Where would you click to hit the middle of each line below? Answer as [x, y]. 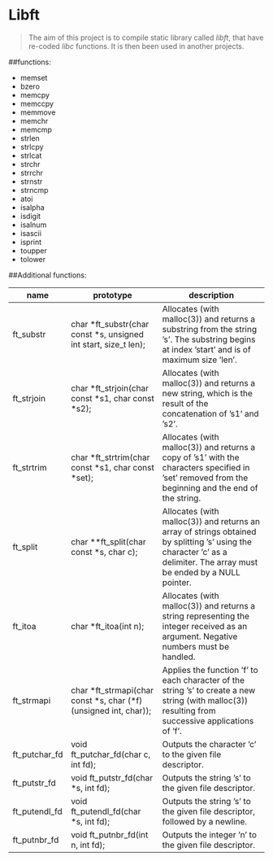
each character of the [204, 680]
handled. [179, 657]
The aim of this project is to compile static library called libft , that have [146, 37]
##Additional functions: [48, 275]
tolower [33, 259]
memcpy [35, 94]
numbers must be [196, 646]
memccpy [37, 103]
